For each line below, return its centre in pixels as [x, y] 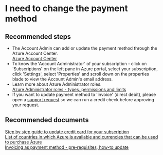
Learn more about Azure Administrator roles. [57, 84]
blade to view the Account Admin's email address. [62, 79]
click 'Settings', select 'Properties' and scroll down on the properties [81, 74]
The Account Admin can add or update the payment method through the [84, 48]
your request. [26, 105]
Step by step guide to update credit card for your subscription [67, 132]
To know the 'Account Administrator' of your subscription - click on [79, 64]
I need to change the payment [66, 8]
